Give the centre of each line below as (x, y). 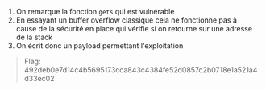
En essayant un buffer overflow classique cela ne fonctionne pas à (127, 20)
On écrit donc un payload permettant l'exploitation (100, 46)
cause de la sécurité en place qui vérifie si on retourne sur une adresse (134, 29)
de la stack (34, 37)
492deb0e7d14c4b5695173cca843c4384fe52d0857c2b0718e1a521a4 (141, 70)
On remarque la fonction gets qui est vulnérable (95, 12)
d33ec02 (39, 78)
